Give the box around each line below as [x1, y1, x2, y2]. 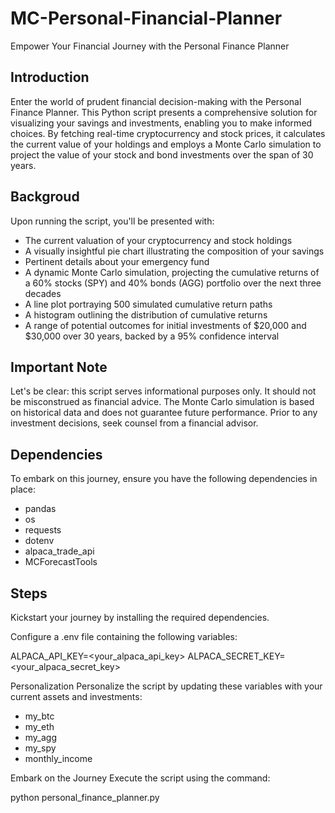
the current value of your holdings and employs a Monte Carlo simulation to [10, 138, 322, 150]
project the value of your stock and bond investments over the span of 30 [10, 148, 314, 161]
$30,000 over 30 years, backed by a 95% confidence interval [24, 330, 280, 342]
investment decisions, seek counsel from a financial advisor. [10, 417, 259, 429]
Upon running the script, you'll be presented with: [10, 215, 215, 227]
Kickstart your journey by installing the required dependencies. [10, 612, 270, 623]
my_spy [24, 742, 57, 754]
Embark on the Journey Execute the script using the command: [10, 772, 271, 784]
